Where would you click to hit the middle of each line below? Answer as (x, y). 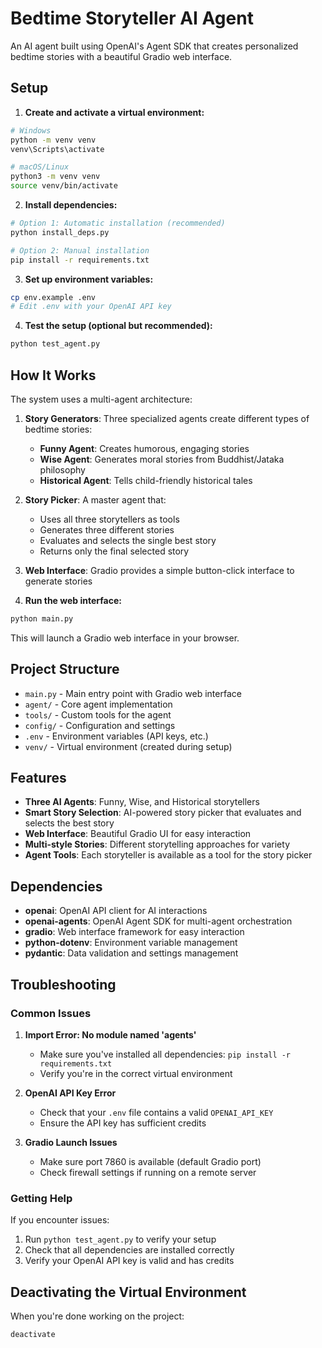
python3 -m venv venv (55, 177)
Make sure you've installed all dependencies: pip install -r (165, 1054)
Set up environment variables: (89, 279)
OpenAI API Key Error (70, 1093)
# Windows (31, 130)
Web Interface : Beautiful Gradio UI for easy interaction (138, 834)
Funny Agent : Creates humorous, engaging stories (144, 448)
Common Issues (51, 1013)
